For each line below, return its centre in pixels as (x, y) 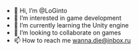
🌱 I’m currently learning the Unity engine (71, 25)
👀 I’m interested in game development (68, 18)
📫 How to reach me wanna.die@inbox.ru (72, 40)
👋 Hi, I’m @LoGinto (40, 11)
